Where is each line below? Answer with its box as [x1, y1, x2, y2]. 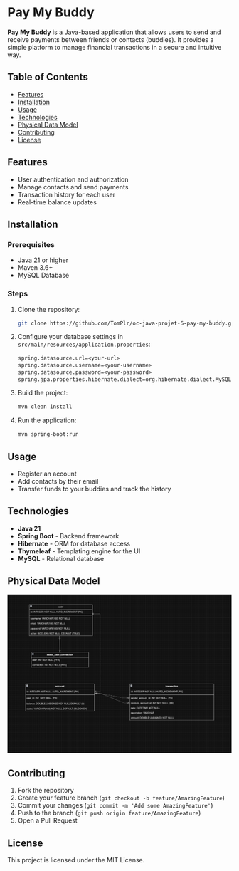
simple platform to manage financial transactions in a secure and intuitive [7, 43, 222, 51]
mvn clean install [17, 403, 73, 410]
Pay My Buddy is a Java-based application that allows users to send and [7, 28, 221, 36]
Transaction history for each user [17, 190, 116, 199]
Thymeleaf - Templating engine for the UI [17, 546, 141, 556]
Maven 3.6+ [17, 264, 53, 272]
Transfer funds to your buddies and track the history [17, 484, 171, 493]
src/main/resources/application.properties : [17, 340, 151, 349]
